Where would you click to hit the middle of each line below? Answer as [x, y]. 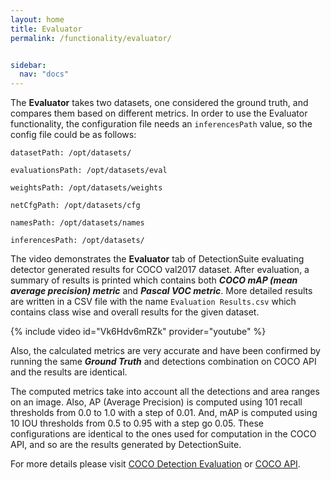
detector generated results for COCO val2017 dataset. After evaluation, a [160, 270]
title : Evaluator [46, 29]
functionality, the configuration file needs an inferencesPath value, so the [161, 124]
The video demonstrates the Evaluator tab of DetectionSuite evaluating [157, 259]
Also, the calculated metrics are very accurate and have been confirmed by [165, 351]
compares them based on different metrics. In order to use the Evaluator [159, 113]
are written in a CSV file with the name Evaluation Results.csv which [153, 302]
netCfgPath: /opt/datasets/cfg [75, 206]
